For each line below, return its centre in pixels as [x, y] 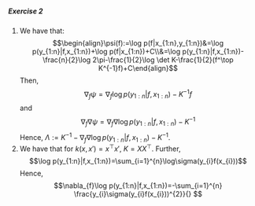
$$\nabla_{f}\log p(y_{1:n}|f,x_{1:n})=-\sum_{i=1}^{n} [138, 186]
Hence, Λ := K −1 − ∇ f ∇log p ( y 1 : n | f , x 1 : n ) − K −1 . [95, 137]
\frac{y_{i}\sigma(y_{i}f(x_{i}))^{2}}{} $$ [138, 193]
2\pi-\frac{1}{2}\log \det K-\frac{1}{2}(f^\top [163, 60]
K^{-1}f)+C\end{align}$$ [138, 68]
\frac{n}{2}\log [67, 60]
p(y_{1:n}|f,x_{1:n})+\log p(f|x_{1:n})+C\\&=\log [106, 51]
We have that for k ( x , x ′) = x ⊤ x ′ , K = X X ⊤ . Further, [100, 148]
